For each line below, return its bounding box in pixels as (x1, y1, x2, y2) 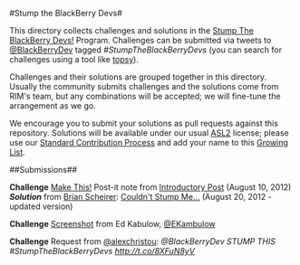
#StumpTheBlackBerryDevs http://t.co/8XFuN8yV (9, 246, 195, 256)
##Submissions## (9, 165, 78, 175)
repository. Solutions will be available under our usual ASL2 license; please (9, 128, 289, 138)
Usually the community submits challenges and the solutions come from (9, 81, 279, 91)
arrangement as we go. (9, 100, 97, 111)
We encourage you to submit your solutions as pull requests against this (9, 118, 279, 128)
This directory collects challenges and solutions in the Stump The (9, 25, 254, 35)
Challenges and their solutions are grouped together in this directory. (9, 71, 267, 82)
